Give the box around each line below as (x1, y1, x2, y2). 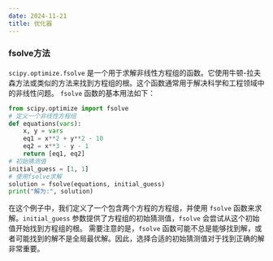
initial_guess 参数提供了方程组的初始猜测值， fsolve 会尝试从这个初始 (23, 213, 260, 224)
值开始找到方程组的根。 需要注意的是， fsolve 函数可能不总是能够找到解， (8, 224, 255, 233)
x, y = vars (23, 127, 63, 135)
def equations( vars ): (8, 120, 82, 128)
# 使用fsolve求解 (8, 172, 63, 181)
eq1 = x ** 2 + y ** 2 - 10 (23, 135, 104, 143)
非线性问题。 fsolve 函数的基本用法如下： (15, 88, 156, 98)
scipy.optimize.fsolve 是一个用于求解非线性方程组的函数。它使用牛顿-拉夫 (8, 67, 262, 77)
